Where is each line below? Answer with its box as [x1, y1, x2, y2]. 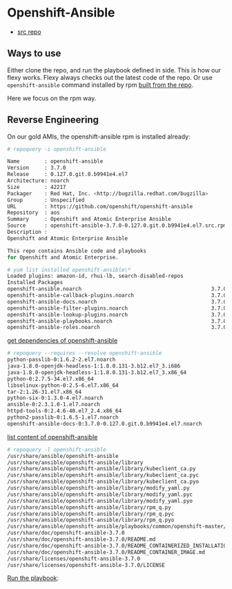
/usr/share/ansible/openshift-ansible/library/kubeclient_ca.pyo [7, 478, 199, 486]
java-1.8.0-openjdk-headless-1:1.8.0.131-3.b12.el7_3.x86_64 [7, 369, 187, 376]
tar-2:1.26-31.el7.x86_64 [7, 388, 81, 395]
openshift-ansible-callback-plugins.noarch [7, 292, 135, 299]
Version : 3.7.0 [7, 164, 67, 172]
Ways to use [7, 48, 61, 59]
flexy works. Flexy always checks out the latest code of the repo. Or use [7, 73, 213, 81]
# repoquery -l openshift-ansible [7, 446, 107, 453]
